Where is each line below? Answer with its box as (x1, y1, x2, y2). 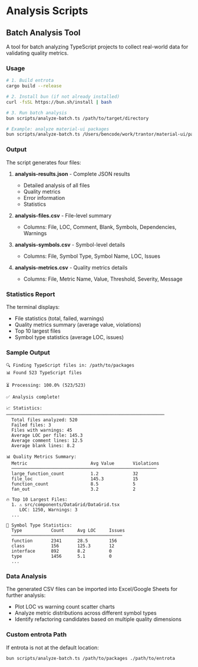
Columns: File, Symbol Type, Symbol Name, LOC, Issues (23, 252, 161, 259)
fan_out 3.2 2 (11, 487, 136, 492)
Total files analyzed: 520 (11, 417, 78, 423)
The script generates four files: (6, 159, 81, 166)
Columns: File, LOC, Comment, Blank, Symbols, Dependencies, (23, 223, 177, 231)
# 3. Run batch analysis (6, 110, 67, 116)
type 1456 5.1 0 (11, 553, 112, 560)
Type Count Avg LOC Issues (11, 528, 126, 534)
